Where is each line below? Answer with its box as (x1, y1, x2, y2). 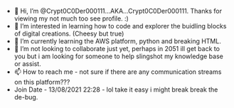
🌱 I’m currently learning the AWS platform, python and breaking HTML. (14, 37, 222, 45)
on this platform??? (14, 78, 70, 86)
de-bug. (14, 93, 38, 101)
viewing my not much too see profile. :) (14, 14, 129, 23)
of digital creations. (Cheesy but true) (14, 29, 124, 38)
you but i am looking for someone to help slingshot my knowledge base (14, 52, 224, 60)
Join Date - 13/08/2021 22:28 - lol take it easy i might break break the (14, 85, 218, 94)
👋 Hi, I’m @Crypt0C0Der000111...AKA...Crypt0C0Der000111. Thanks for (14, 7, 223, 15)
